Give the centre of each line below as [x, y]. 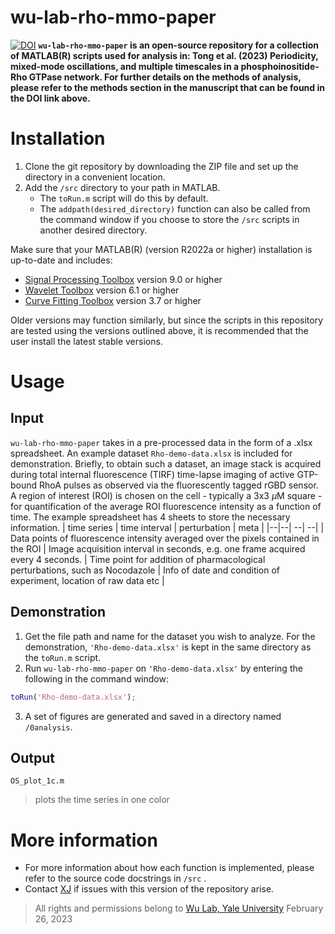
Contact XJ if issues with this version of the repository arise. [149, 889]
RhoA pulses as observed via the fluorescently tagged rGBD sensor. [179, 485]
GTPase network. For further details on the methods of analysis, [165, 77]
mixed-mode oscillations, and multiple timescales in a [125, 66]
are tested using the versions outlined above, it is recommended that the [159, 330]
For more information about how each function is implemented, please [169, 868]
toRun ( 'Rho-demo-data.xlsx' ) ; [73, 697]
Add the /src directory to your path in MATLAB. [122, 187]
